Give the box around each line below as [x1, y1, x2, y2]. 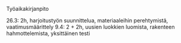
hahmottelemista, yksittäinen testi [6, 30, 90, 37]
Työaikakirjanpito [6, 5, 49, 12]
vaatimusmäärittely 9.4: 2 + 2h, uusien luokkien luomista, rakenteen [6, 24, 175, 30]
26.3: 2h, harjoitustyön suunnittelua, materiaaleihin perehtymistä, [6, 17, 168, 24]
